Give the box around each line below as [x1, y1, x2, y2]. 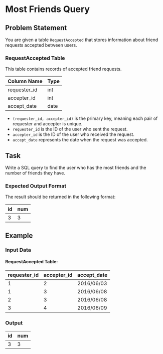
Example [5, 231, 33, 240]
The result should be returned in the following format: [5, 194, 116, 200]
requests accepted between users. [5, 42, 77, 48]
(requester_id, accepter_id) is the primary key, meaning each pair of [12, 115, 158, 121]
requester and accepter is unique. [12, 121, 83, 127]
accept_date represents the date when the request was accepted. [12, 137, 148, 143]
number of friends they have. [5, 170, 65, 176]
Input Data [5, 246, 32, 253]
